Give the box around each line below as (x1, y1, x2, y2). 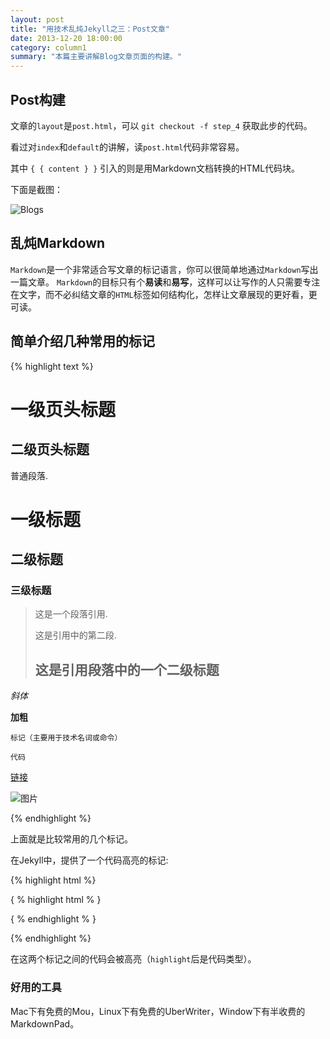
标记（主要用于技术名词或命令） (10, 733, 123, 743)
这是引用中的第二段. (34, 629, 117, 641)
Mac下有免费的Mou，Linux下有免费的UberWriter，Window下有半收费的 (10, 1005, 306, 1017)
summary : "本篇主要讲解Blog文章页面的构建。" (10, 52, 182, 62)
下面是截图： (10, 183, 63, 195)
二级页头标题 (10, 441, 90, 458)
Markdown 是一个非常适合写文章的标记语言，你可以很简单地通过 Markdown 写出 (10, 263, 319, 275)
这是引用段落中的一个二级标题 (34, 661, 220, 678)
